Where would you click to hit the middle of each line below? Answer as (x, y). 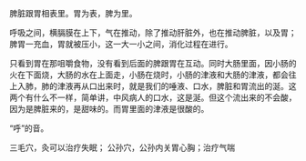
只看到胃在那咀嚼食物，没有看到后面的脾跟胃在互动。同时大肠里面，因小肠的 (153, 63)
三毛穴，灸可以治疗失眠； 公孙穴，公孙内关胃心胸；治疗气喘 (122, 147)
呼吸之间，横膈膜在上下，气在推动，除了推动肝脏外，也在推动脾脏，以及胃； (153, 33)
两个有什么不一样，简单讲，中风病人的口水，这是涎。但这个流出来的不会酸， (153, 97)
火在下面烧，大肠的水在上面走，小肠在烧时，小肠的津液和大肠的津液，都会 (149, 75)
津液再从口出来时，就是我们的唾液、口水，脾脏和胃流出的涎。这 (177, 86)
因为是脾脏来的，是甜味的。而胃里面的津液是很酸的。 (109, 109)
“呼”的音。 (29, 128)
